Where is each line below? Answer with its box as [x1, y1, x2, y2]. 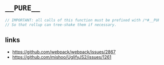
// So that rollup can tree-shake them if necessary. [5, 22, 117, 27]
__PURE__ [5, 3, 41, 13]
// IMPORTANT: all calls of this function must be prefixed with [5, 18, 141, 22]
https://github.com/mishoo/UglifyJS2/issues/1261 [12, 54, 112, 60]
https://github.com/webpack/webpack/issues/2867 [12, 49, 116, 55]
